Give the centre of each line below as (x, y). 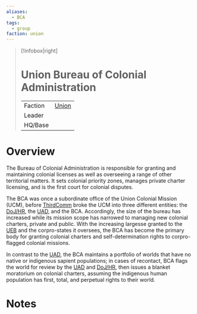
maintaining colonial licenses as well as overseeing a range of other (89, 174)
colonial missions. (48, 243)
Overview (31, 152)
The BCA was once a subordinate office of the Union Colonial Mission (92, 198)
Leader (34, 116)
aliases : (17, 12)
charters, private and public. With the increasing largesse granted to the (94, 224)
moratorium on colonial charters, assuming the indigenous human (87, 273)
